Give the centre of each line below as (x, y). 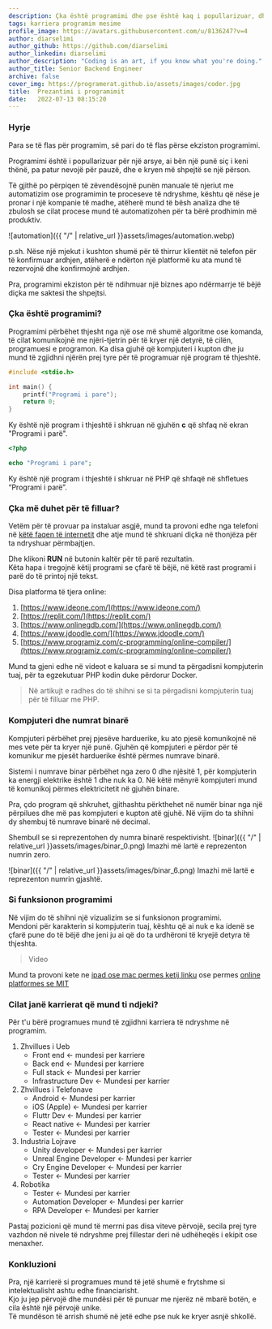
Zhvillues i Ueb (45, 1046)
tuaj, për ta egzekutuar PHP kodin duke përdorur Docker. (103, 675)
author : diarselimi (41, 39)
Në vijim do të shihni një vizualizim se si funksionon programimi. (115, 917)
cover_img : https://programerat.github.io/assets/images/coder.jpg (125, 84)
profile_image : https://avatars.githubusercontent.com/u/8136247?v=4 (128, 31)
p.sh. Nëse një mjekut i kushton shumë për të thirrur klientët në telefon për (132, 251)
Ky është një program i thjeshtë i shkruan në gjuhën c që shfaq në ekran (128, 425)
